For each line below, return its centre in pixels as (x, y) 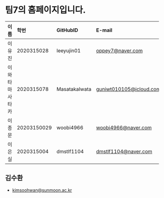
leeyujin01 (69, 50)
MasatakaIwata (74, 89)
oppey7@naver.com (119, 50)
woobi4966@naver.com (124, 128)
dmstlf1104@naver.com (124, 151)
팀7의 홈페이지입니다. (46, 10)
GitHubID (67, 30)
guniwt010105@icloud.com (128, 89)
